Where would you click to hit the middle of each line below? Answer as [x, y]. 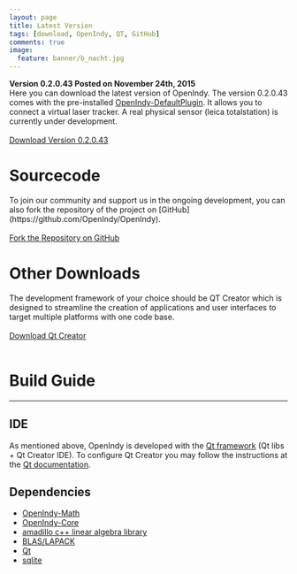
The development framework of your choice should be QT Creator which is [146, 298]
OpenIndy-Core [50, 523]
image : [21, 50]
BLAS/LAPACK [48, 541]
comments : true [37, 42]
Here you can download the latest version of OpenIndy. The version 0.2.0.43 [148, 93]
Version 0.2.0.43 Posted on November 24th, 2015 [103, 84]
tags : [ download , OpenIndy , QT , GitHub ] [85, 34]
